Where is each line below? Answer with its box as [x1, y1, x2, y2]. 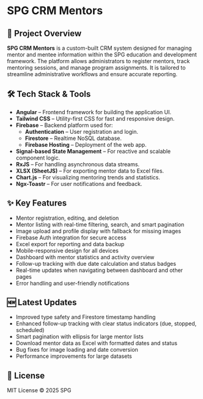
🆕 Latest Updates [7, 297, 77, 308]
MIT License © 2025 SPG [7, 387, 72, 394]
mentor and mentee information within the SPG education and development [7, 51, 197, 58]
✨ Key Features [7, 198, 67, 209]
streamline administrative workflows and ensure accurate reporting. [7, 71, 178, 77]
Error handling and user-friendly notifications [15, 279, 130, 287]
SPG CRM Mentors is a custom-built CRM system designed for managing [7, 44, 192, 52]
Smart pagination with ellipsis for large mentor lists [15, 333, 144, 341]
